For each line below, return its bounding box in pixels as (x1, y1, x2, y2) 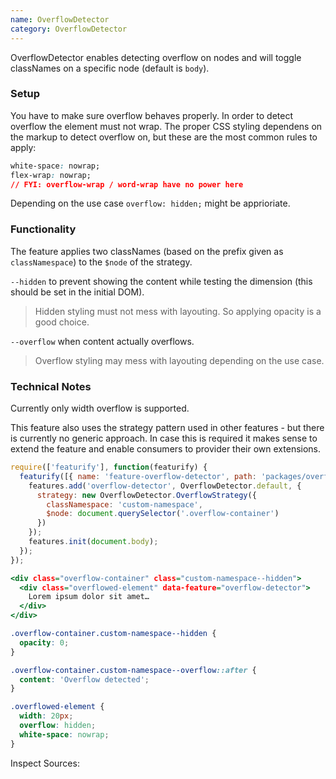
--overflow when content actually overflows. (10, 335, 195, 347)
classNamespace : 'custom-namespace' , (46, 499, 203, 510)
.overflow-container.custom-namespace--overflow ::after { (10, 665, 257, 675)
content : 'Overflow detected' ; (19, 674, 150, 685)
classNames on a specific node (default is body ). (10, 62, 210, 74)
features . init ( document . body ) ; (28, 537, 159, 547)
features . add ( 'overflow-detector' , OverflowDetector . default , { (28, 481, 302, 491)
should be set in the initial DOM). (10, 286, 145, 298)
